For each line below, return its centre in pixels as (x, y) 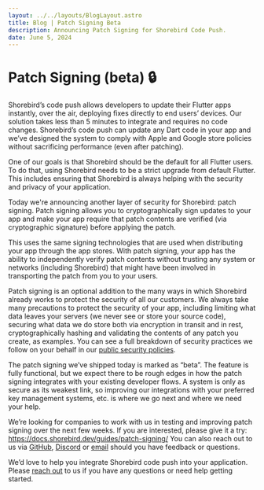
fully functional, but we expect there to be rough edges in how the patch (125, 374)
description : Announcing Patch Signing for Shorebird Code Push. (117, 30)
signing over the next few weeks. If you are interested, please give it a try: (128, 430)
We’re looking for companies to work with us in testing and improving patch (130, 422)
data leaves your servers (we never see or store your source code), (117, 316)
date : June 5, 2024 (40, 37)
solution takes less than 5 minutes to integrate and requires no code (118, 122)
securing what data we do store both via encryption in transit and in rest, (126, 325)
